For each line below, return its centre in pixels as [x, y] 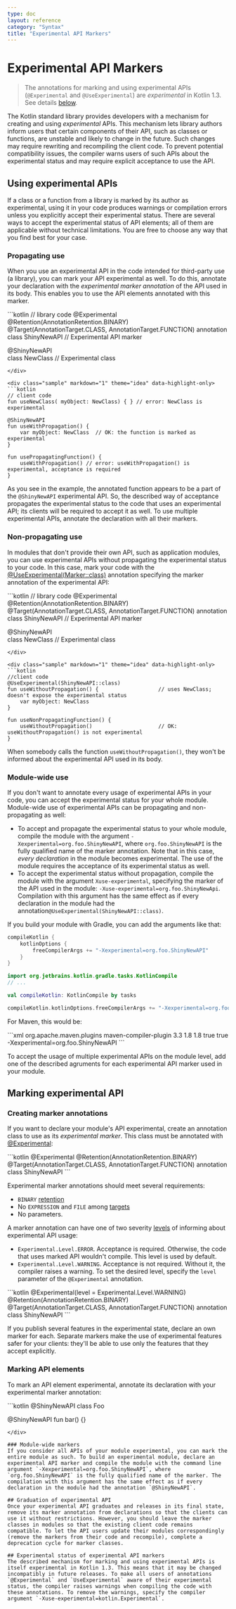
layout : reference [34, 20]
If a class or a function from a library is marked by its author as [98, 200]
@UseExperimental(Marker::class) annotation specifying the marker [105, 575]
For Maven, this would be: [45, 1022]
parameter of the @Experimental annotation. [80, 1279]
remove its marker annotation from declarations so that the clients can [118, 1512]
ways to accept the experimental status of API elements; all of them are [111, 223]
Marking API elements [46, 1369]
